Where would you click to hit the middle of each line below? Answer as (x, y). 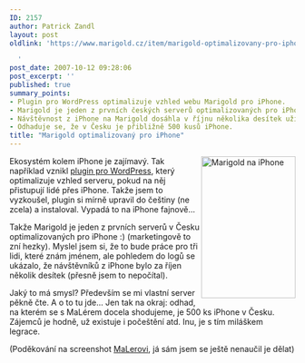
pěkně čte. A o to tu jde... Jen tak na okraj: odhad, (103, 302)
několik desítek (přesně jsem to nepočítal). (89, 275)
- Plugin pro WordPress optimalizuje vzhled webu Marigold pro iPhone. (148, 102)
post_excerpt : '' (42, 77)
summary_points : (40, 93)
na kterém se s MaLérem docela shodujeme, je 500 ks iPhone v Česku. (142, 312)
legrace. (25, 331)
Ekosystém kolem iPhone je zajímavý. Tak (87, 161)
